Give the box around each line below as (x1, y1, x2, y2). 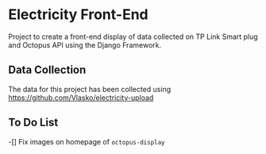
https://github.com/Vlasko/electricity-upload (8, 93, 154, 102)
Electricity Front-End (8, 6, 148, 24)
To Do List (8, 116, 59, 129)
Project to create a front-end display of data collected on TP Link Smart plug (8, 32, 258, 41)
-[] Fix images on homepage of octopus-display (8, 137, 165, 146)
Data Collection (8, 64, 87, 77)
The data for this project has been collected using (8, 84, 172, 94)
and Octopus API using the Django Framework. (8, 40, 161, 49)
